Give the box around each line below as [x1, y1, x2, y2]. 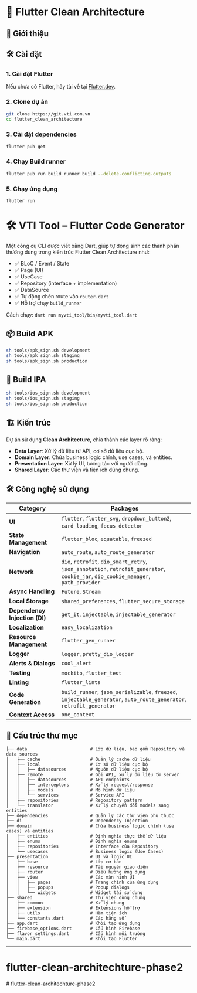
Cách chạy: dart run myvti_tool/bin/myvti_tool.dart [6, 311, 138, 318]
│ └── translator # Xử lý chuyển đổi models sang [6, 802, 169, 808]
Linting [9, 678, 29, 686]
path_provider [61, 580, 101, 586]
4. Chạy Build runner [6, 158, 66, 166]
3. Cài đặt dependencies [6, 130, 77, 138]
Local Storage [9, 597, 49, 606]
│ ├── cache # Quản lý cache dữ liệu [6, 756, 151, 763]
